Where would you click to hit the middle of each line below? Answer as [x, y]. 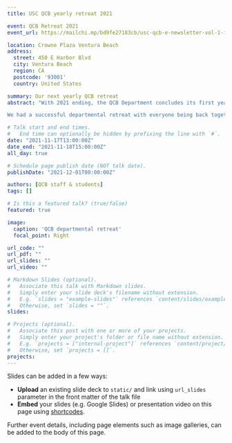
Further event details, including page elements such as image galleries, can [115, 425]
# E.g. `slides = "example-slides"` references [80, 299]
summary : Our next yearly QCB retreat [63, 96]
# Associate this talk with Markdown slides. [77, 286]
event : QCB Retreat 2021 [43, 26]
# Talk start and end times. [49, 128]
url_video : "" [28, 267]
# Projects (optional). [41, 325]
